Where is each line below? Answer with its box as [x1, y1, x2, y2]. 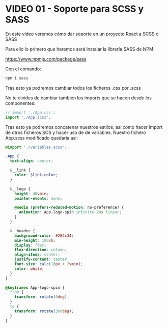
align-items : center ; [14, 252, 60, 257]
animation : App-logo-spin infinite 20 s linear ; [18, 210, 122, 215]
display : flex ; [14, 242, 47, 248]
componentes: [5, 100, 36, 106]
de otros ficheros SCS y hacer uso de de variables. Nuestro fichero [5, 129, 146, 135]
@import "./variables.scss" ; [5, 145, 67, 150]
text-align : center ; [10, 158, 53, 163]
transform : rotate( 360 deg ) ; [14, 309, 74, 314]
